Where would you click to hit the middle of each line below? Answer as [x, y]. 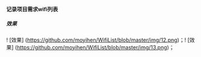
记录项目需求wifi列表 [32, 9]
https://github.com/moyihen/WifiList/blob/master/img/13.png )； [96, 47]
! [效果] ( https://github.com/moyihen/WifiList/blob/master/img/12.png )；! [96, 40]
